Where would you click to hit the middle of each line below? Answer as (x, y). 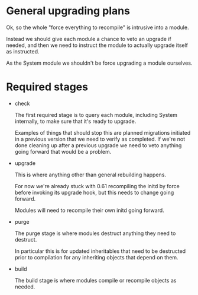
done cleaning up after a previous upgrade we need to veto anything (98, 145)
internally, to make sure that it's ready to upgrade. (75, 121)
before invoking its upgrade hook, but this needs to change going (94, 192)
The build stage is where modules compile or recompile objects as (95, 280)
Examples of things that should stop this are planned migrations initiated (103, 132)
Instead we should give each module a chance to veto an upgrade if (89, 39)
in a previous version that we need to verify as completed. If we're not (100, 139)
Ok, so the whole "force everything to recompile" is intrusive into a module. (98, 27)
